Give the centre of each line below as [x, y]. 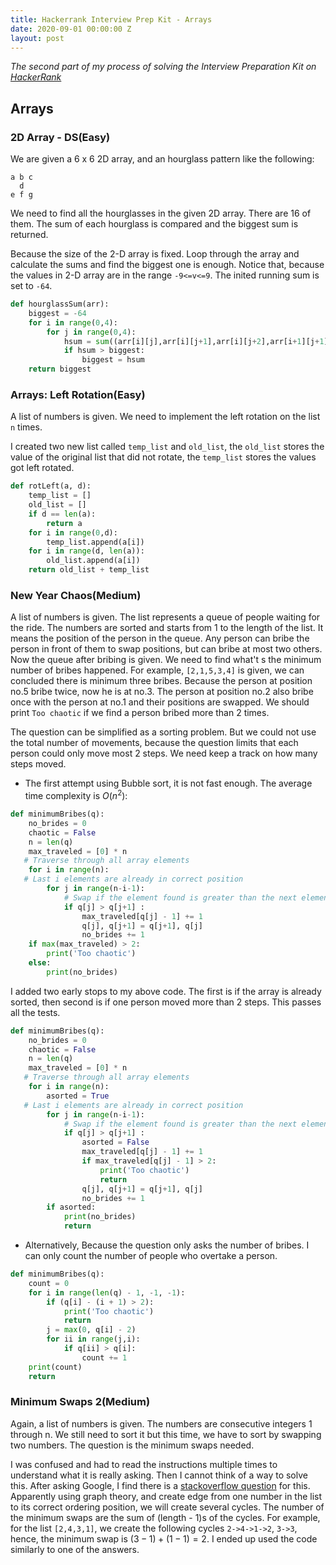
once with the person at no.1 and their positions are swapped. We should [160, 702]
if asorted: [71, 1207]
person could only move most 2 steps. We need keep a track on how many [164, 753]
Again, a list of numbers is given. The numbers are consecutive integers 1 [161, 1423]
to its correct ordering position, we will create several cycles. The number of [167, 1507]
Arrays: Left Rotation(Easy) [78, 394]
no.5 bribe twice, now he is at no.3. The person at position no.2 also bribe [162, 692]
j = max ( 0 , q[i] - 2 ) [91, 1330]
